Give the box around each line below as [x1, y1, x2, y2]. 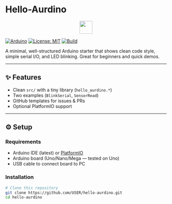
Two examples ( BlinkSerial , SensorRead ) [12, 92, 99, 98]
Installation [5, 174, 34, 181]
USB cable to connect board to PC [12, 161, 85, 167]
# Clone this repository [5, 185, 58, 191]
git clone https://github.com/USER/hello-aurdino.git [5, 190, 123, 195]
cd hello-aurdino [5, 195, 42, 200]
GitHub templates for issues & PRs [12, 98, 85, 104]
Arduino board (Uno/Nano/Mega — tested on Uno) [12, 155, 120, 161]
